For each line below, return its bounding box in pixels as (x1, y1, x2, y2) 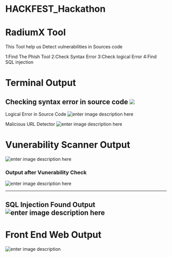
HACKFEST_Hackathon (5, 3, 106, 15)
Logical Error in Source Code (5, 111, 67, 117)
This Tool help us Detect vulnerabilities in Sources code (5, 44, 123, 50)
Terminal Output (5, 77, 76, 89)
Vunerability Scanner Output (5, 139, 131, 151)
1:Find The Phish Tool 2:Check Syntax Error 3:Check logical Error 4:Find (5, 53, 157, 60)
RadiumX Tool (5, 27, 66, 39)
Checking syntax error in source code (5, 97, 128, 106)
